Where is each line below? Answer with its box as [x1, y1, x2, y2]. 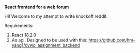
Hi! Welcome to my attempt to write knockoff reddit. [4, 13, 108, 19]
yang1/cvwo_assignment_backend [11, 42, 80, 48]
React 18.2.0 [11, 32, 37, 38]
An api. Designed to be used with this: [11, 37, 88, 43]
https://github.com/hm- [88, 37, 136, 43]
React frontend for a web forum [4, 4, 69, 10]
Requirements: [4, 23, 33, 28]
